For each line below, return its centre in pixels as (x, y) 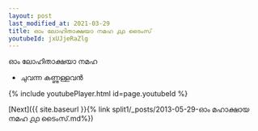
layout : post (30, 16)
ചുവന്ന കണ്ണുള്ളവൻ (51, 78)
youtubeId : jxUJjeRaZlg (49, 38)
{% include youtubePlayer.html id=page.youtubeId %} (98, 94)
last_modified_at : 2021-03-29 (59, 23)
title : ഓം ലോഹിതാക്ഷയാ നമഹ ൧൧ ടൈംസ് (80, 31)
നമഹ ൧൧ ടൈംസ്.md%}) (51, 119)
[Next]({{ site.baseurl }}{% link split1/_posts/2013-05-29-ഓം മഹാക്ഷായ (129, 109)
